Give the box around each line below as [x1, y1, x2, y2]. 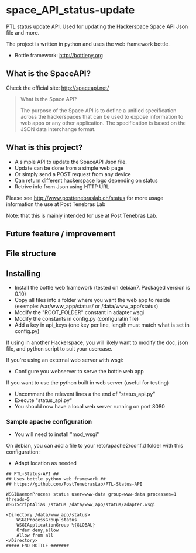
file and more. [6, 29, 40, 36]
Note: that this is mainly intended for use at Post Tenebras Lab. [6, 212, 158, 219]
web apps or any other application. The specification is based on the [20, 119, 186, 126]
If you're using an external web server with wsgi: [6, 356, 124, 363]
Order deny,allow [16, 527, 59, 533]
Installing [6, 269, 41, 279]
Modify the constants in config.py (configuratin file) [14, 315, 139, 322]
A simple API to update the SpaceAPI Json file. [14, 158, 128, 165]
